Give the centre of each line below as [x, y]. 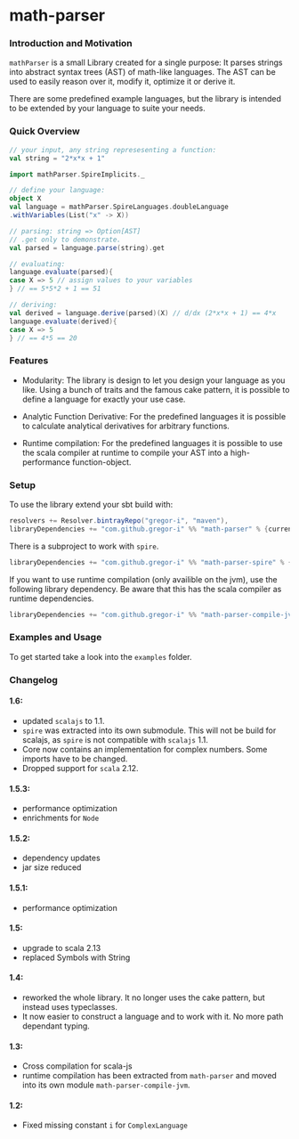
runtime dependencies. [52, 598]
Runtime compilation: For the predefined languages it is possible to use [152, 443]
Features [29, 361]
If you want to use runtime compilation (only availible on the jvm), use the [143, 579]
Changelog [33, 679]
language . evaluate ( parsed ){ [61, 273]
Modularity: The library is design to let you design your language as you [154, 380]
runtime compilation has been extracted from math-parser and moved [149, 1076]
